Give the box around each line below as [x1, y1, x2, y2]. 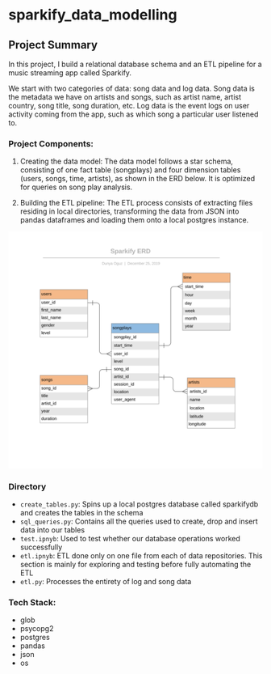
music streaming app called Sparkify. [8, 68, 131, 78]
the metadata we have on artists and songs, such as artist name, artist [8, 92, 242, 102]
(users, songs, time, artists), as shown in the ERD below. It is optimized [19, 174, 256, 184]
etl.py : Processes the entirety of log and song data [19, 577, 192, 587]
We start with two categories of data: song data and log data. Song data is [8, 83, 256, 93]
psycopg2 [19, 624, 54, 634]
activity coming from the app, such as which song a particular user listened [8, 109, 259, 119]
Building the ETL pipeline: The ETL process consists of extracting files [19, 198, 253, 208]
